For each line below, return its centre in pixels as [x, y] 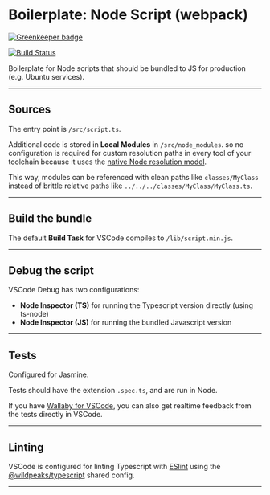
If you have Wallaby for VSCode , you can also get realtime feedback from [130, 406]
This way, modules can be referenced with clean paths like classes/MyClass [133, 177]
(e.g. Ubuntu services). [47, 76]
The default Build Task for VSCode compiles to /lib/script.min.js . [121, 238]
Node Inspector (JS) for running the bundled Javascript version [126, 322]
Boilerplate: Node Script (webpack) [128, 15]
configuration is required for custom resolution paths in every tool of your [130, 153]
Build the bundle [50, 219]
